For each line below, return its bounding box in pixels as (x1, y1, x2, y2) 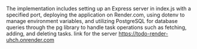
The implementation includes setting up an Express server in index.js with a (6, 5, 192, 12)
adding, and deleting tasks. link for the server (6, 30, 117, 37)
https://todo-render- (118, 30, 168, 37)
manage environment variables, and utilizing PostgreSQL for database (6, 18, 178, 24)
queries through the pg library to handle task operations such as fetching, (6, 24, 187, 31)
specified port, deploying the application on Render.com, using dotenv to (6, 11, 185, 18)
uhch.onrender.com (6, 37, 55, 43)
